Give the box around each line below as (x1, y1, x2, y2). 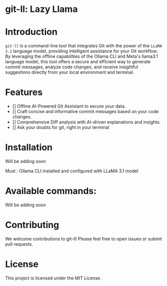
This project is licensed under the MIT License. (5, 275, 102, 281)
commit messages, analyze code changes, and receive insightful (5, 64, 139, 70)
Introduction (5, 26, 58, 38)
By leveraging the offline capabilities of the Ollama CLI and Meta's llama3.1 (5, 53, 158, 59)
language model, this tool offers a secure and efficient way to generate (5, 59, 151, 65)
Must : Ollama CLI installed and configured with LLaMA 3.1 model (5, 168, 139, 174)
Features (5, 87, 43, 98)
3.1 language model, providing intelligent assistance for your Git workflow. (5, 48, 158, 54)
